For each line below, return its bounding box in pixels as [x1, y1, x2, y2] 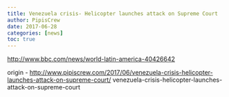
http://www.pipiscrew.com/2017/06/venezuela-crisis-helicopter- [29, 69, 213, 77]
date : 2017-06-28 [7, 23, 57, 30]
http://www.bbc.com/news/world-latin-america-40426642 [7, 55, 175, 63]
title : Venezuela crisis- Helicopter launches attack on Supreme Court [7, 10, 218, 17]
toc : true [7, 36, 36, 43]
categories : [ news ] [7, 29, 64, 37]
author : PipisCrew [7, 17, 60, 24]
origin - [7, 69, 28, 77]
